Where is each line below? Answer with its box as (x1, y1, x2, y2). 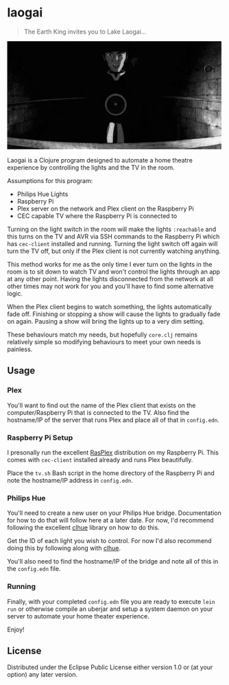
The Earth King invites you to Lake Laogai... (23, 27, 147, 36)
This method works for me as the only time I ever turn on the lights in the (7, 260, 213, 268)
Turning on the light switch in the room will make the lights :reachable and (7, 225, 217, 233)
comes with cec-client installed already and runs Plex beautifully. (7, 455, 193, 464)
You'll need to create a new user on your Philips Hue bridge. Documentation (7, 509, 221, 517)
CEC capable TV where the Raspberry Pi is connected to (16, 211, 178, 220)
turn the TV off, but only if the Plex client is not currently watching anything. (7, 247, 221, 255)
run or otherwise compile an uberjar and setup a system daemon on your (7, 605, 213, 613)
